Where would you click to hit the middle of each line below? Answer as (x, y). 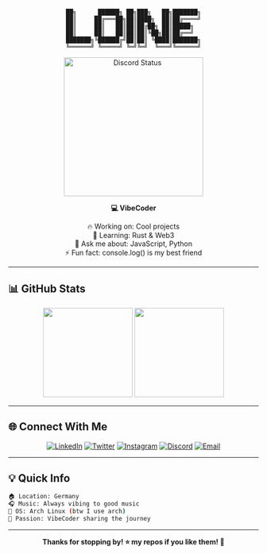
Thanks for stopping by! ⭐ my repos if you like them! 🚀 (133, 541)
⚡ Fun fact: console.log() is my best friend (133, 252)
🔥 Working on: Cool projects (133, 226)
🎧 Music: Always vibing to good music (74, 504)
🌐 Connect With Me (58, 427)
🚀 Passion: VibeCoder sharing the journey (79, 519)
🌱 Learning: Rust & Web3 (133, 235)
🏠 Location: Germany (44, 497)
